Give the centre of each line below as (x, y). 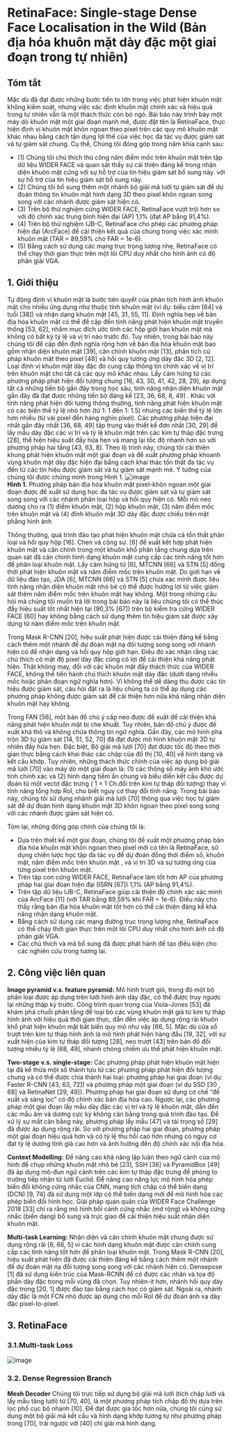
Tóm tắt (24, 82)
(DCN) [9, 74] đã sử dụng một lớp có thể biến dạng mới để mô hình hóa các (115, 1194)
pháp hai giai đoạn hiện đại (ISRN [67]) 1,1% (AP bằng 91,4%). (106, 884)
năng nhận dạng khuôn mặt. (58, 914)
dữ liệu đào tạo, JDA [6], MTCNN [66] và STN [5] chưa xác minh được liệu (113, 579)
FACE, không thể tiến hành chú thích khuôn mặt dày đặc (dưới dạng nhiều (112, 674)
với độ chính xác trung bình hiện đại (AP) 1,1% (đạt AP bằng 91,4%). (114, 216)
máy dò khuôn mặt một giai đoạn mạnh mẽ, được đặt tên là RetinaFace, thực (116, 122)
